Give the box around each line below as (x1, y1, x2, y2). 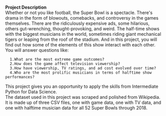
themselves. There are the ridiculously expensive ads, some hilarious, (5, 20, 150, 26)
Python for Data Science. (5, 89, 57, 95)
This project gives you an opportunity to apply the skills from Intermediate (5, 83, 158, 89)
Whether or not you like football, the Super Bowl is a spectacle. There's (5, 10, 153, 16)
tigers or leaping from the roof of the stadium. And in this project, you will (5, 36, 157, 42)
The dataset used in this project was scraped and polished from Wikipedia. (5, 94, 160, 100)
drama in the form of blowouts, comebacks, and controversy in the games (5, 15, 158, 21)
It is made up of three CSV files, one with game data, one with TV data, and (5, 99, 161, 105)
